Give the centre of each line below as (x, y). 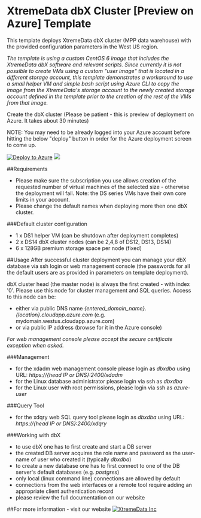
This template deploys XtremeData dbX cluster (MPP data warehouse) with (99, 40)
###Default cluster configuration (47, 224)
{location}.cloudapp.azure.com (54, 315)
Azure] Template (49, 24)
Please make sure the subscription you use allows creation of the (96, 180)
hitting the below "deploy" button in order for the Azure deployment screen (99, 138)
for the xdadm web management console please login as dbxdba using (103, 368)
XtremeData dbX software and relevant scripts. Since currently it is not (94, 65)
